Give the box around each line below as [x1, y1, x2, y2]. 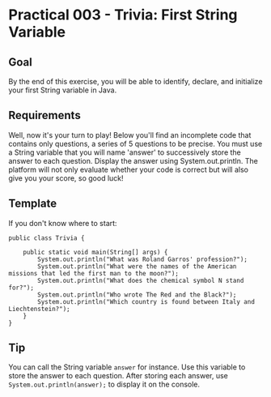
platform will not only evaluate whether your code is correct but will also [8, 164, 249, 174]
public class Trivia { [8, 233, 85, 242]
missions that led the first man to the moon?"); [8, 269, 180, 277]
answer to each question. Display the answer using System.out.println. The [8, 156, 259, 165]
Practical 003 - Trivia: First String [8, 6, 238, 24]
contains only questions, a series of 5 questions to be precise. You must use [8, 139, 263, 148]
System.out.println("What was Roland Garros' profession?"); [37, 255, 248, 263]
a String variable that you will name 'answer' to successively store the [8, 147, 241, 157]
